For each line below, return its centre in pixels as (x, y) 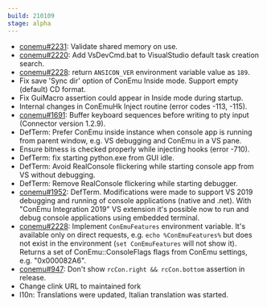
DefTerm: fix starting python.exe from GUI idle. (97, 157)
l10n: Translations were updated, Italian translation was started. (123, 294)
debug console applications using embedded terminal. (109, 218)
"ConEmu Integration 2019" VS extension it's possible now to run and (134, 209)
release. (33, 277)
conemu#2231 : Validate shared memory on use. (99, 46)
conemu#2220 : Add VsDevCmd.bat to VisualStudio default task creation (139, 55)
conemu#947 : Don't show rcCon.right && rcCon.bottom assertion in (132, 269)
